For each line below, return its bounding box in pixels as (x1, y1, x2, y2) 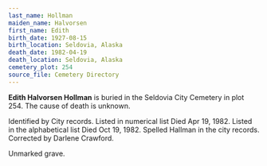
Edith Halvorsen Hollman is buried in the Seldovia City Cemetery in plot (8, 92, 245, 102)
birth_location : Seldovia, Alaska (8, 41, 124, 49)
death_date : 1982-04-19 (8, 48, 88, 56)
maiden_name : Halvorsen (8, 19, 88, 27)
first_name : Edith (8, 26, 69, 34)
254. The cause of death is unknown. (8, 101, 131, 110)
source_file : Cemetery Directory (8, 71, 120, 79)
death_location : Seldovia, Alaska (8, 56, 124, 64)
